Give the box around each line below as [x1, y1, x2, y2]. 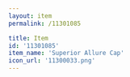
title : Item [8, 34, 48, 42]
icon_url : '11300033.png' [8, 57, 95, 65]
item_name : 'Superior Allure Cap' [8, 49, 125, 58]
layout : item [8, 11, 52, 20]
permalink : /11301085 [8, 19, 82, 28]
